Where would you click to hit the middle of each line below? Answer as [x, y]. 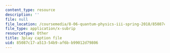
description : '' [22, 15]
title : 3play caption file [34, 38]
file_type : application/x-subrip [40, 29]
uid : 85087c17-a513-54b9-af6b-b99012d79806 [52, 43]
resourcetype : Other [27, 33]
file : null [17, 19]
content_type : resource [30, 10]
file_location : [21, 24]
